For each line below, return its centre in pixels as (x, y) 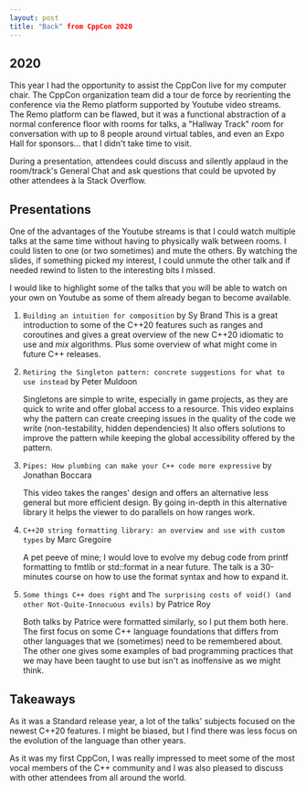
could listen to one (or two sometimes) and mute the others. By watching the (153, 251)
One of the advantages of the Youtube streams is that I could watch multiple (153, 232)
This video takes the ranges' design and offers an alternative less (146, 493)
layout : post (34, 18)
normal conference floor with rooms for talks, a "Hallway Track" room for (147, 124)
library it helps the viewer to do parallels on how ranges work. (139, 512)
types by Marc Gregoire (67, 540)
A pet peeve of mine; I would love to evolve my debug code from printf (156, 557)
